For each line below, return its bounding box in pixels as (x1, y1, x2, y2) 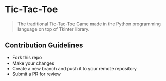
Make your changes (12, 60, 54, 66)
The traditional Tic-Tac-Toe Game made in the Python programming (17, 21, 161, 27)
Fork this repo (12, 54, 42, 60)
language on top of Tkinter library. (17, 26, 90, 32)
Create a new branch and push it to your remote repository (12, 65, 137, 71)
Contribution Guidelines (5, 41, 83, 50)
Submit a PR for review (12, 71, 61, 77)
